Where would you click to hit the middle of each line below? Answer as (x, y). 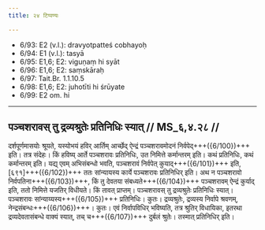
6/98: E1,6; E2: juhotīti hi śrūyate (72, 87)
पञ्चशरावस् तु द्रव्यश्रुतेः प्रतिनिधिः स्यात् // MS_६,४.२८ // (114, 127)
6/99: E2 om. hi (45, 95)
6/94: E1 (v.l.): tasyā (52, 53)
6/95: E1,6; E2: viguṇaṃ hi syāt (69, 61)
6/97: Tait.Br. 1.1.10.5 (52, 78)
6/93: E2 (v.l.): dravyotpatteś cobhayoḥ (83, 45)
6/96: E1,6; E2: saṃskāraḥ (62, 70)
